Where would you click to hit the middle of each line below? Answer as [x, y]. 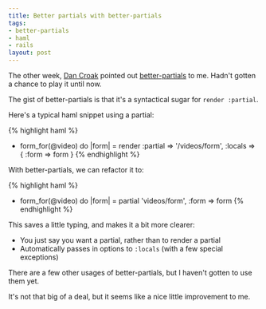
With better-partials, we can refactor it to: [76, 170]
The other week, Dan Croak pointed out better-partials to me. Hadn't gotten [132, 75]
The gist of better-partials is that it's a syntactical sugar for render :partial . [133, 99]
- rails [21, 46]
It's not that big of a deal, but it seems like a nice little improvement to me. [129, 297]
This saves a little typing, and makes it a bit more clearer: [102, 225]
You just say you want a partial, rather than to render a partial [120, 240]
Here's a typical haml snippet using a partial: [81, 115]
